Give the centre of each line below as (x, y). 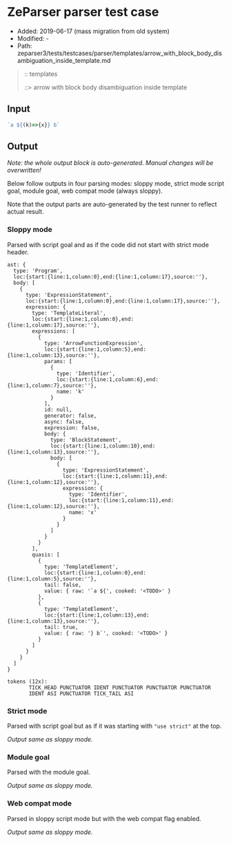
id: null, (58, 409)
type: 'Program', (38, 271)
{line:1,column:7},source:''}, (52, 385)
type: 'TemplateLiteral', (69, 313)
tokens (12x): (28, 681)
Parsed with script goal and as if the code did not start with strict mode (108, 244)
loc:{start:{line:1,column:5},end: (95, 349)
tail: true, (61, 627)
